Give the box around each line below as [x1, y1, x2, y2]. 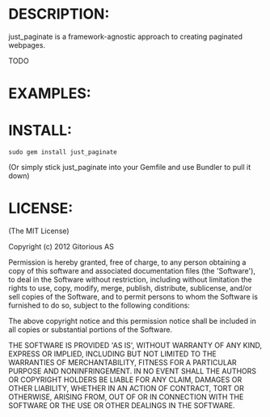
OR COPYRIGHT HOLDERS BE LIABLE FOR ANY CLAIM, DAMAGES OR [8, 375, 243, 385]
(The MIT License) [8, 226, 70, 236]
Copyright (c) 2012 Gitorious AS [8, 242, 115, 251]
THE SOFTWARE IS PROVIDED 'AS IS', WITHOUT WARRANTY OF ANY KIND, [8, 341, 263, 350]
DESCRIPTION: [8, 5, 110, 23]
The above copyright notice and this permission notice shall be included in [8, 317, 256, 326]
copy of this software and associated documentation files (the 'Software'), [8, 266, 256, 275]
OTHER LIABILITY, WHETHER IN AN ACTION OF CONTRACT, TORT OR [8, 384, 244, 393]
